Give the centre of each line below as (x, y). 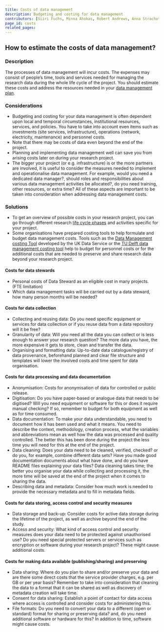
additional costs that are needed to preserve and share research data (82, 254)
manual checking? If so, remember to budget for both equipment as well (85, 408)
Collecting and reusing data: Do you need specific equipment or (76, 319)
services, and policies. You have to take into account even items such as (85, 127)
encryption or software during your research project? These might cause (85, 545)
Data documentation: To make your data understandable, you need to (82, 419)
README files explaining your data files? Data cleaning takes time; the (82, 466)
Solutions (17, 207)
